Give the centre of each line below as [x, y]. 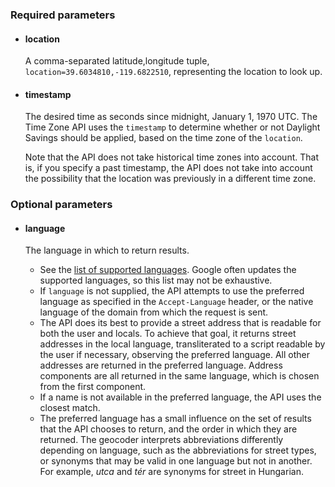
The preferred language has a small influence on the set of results [175, 419]
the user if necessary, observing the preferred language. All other [175, 355]
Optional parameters [61, 205]
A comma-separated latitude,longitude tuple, [117, 61]
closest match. [70, 408]
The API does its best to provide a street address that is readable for [180, 323]
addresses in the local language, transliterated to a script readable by [182, 344]
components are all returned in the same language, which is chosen [179, 376]
